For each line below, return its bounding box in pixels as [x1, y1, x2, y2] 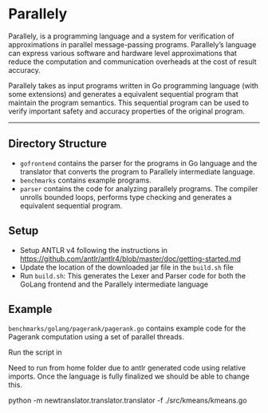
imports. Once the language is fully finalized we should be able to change [8, 371, 250, 381]
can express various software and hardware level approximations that [8, 48, 238, 58]
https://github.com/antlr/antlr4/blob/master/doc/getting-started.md [19, 254, 242, 263]
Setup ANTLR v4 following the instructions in [19, 245, 167, 255]
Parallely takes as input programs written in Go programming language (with [8, 81, 259, 90]
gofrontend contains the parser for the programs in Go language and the [19, 158, 258, 168]
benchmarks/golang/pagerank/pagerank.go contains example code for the [8, 323, 246, 333]
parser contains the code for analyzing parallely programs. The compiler [19, 183, 258, 193]
